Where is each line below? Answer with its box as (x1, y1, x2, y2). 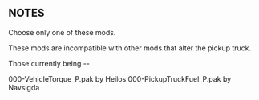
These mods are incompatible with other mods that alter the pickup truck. (8, 43, 252, 53)
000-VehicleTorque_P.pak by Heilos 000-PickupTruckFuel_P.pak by (8, 74, 232, 83)
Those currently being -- (8, 58, 91, 68)
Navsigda (8, 82, 40, 92)
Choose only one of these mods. (8, 27, 116, 37)
